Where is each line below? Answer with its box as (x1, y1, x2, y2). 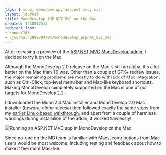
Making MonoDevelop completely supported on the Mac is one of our (5, 84, 147, 90)
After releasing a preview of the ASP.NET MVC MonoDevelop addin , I (5, 48, 146, 55)
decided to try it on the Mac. (5, 54, 63, 60)
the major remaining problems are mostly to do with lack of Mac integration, (5, 74, 160, 80)
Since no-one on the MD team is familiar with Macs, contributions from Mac (5, 135, 160, 141)
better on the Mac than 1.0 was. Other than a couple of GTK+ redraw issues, (5, 69, 160, 75)
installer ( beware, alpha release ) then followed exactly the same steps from (5, 105, 160, 111)
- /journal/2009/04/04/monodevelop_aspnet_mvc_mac (5, 35, 112, 40)
